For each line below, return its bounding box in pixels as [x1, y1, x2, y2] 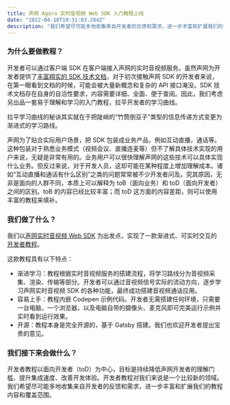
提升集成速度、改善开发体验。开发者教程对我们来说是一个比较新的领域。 [18, 373, 223, 382]
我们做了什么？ [7, 214, 57, 224]
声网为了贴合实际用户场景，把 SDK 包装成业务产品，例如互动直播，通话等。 [7, 135, 221, 144]
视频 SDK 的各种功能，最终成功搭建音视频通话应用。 [53, 286, 201, 294]
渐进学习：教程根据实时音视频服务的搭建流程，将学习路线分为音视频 [16, 269, 209, 277]
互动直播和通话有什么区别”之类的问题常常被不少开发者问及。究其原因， [16, 170, 217, 178]
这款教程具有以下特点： [7, 255, 73, 263]
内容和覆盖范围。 [7, 391, 55, 399]
